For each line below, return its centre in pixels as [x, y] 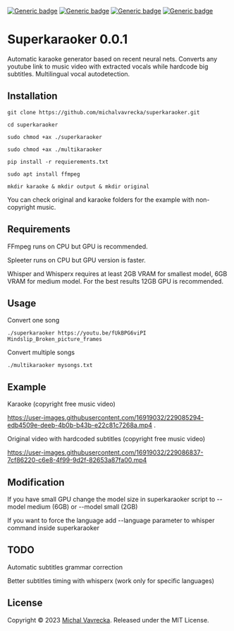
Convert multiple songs [41, 352]
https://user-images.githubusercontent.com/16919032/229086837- [105, 452]
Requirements [39, 229]
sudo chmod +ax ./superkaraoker [55, 137]
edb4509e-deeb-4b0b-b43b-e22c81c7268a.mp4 [80, 425]
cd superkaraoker [33, 125]
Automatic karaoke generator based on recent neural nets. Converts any [112, 59]
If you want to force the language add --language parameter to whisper [111, 520]
